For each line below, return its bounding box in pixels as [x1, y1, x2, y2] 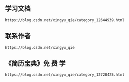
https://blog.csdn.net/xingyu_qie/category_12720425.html [5, 72, 125, 77]
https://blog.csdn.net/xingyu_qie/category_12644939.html [5, 17, 125, 23]
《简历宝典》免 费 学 [5, 59, 65, 68]
